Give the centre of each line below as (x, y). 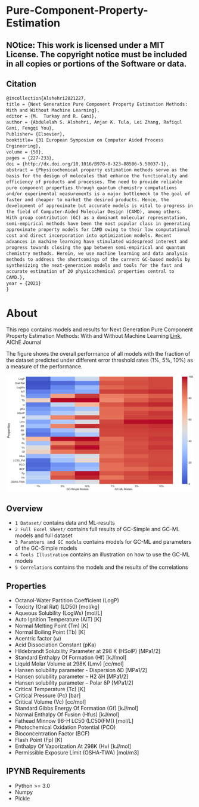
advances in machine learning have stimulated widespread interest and (97, 242)
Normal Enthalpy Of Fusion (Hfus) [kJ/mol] (67, 714)
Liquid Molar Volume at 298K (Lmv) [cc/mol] (69, 664)
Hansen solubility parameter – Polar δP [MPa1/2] (74, 683)
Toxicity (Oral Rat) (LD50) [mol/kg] (57, 606)
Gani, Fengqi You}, (30, 128)
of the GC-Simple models (46, 548)
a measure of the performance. (44, 366)
